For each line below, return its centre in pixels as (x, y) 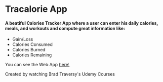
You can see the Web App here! (38, 65)
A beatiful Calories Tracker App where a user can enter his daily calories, (81, 23)
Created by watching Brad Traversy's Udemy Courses (60, 74)
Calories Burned (29, 50)
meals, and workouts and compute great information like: (65, 28)
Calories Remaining (32, 55)
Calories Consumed (32, 44)
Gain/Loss (22, 39)
